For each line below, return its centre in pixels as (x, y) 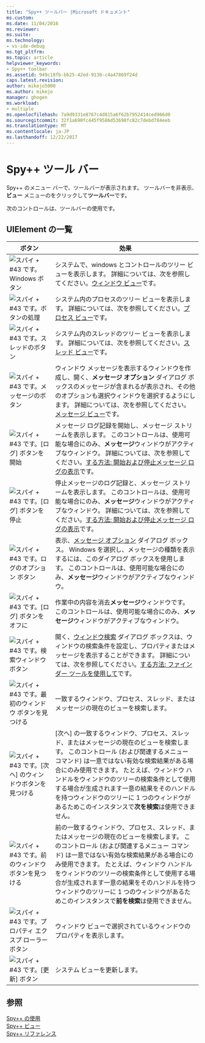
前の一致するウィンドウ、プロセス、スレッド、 (122, 827)
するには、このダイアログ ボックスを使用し (117, 559)
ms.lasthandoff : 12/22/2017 (42, 137)
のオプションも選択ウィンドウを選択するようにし (125, 396)
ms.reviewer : (23, 29)
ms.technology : (26, 40)
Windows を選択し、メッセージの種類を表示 (132, 549)
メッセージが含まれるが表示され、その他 (137, 386)
